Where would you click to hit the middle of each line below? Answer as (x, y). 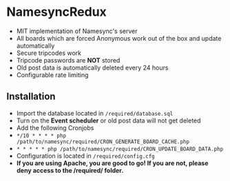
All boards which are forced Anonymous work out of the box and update (119, 38)
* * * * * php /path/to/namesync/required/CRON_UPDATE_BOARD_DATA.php (120, 149)
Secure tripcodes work (49, 53)
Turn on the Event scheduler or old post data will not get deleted (108, 120)
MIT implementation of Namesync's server (77, 31)
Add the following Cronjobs (55, 127)
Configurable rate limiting (52, 75)
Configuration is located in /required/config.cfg (86, 156)
